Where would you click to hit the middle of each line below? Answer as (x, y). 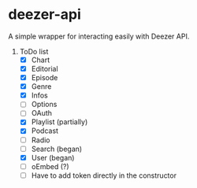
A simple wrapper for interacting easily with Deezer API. (99, 36)
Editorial (45, 69)
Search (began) (57, 149)
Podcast (45, 131)
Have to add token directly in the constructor (104, 175)
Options (44, 105)
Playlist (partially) (59, 122)
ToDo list (34, 51)
